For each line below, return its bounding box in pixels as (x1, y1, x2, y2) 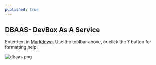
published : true (5, 7, 39, 12)
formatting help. (5, 44, 38, 50)
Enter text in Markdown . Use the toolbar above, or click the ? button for (5, 39, 151, 45)
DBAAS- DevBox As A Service (5, 26, 100, 34)
